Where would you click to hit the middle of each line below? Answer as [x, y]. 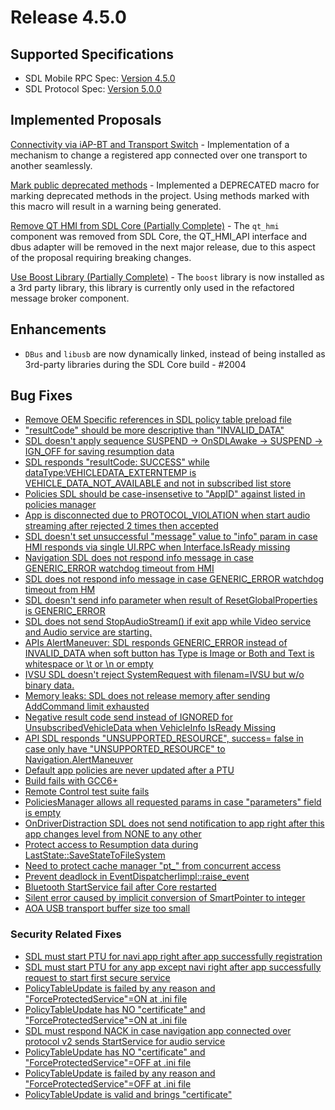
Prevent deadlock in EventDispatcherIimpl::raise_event [137, 877]
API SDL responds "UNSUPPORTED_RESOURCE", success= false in [164, 738]
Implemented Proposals [86, 120]
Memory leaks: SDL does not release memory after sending [147, 696]
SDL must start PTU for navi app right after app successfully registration [173, 956]
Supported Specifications [92, 54]
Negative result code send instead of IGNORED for [129, 717]
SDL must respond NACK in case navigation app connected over [158, 1030]
